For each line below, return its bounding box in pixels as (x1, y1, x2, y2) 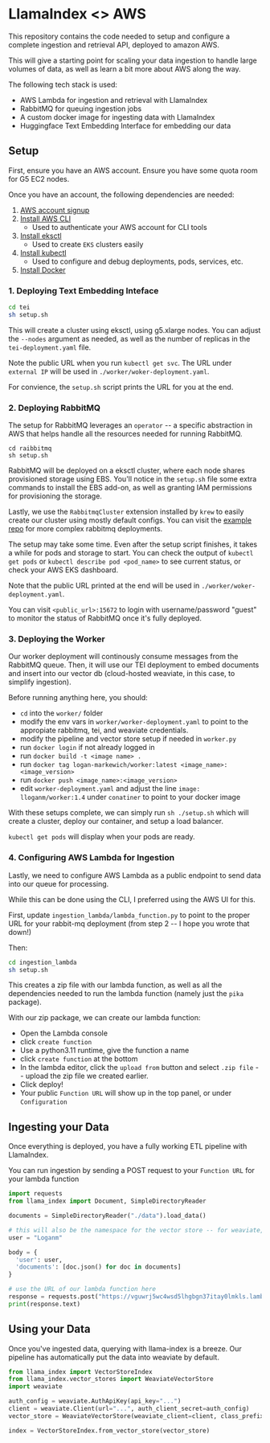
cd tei (8, 303, 31, 312)
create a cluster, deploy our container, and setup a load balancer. (8, 817, 223, 826)
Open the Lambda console (19, 1028, 108, 1038)
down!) (8, 927, 32, 937)
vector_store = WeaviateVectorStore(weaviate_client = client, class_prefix (8, 1412, 264, 1420)
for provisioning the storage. (8, 491, 103, 501)
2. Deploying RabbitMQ (8, 402, 101, 413)
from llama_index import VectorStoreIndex (8, 1367, 153, 1375)
